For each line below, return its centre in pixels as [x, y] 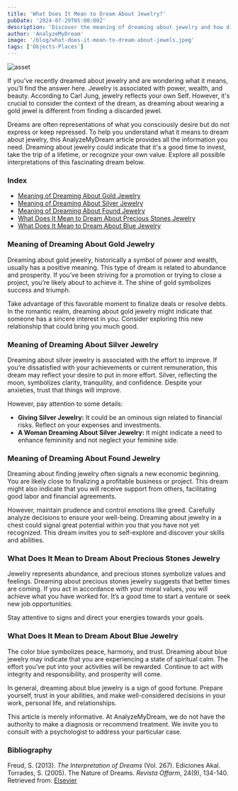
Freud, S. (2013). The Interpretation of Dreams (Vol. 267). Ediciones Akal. [114, 766]
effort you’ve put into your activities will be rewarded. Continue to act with [115, 666]
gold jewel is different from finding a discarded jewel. [85, 111]
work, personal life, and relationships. [62, 702]
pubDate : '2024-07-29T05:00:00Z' [57, 21]
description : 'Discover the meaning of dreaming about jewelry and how [115, 27]
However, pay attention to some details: [65, 404]
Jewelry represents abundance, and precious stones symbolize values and [117, 574]
